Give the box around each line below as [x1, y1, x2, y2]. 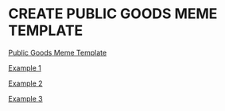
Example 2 [8, 78, 43, 88]
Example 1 [8, 63, 41, 72]
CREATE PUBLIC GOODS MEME [8, 5, 218, 23]
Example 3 [8, 94, 43, 103]
